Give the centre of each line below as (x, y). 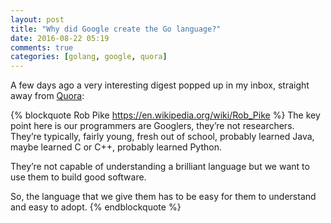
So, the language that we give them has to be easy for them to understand (163, 197)
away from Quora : (47, 96)
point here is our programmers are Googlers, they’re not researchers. (152, 126)
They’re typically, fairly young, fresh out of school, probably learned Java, (162, 137)
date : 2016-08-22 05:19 (60, 38)
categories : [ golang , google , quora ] (89, 57)
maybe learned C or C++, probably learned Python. (116, 147)
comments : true (42, 47)
